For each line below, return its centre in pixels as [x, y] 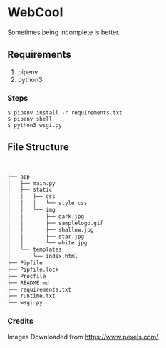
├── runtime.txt [31, 296]
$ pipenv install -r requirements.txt [65, 113]
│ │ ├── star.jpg [46, 237]
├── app [19, 177]
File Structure [38, 147]
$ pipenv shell [30, 119]
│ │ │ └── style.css [47, 203]
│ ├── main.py [31, 183]
